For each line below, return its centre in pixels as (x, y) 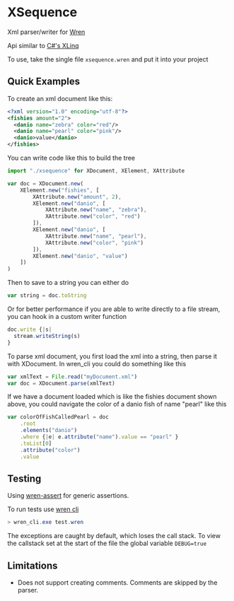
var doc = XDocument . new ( (45, 183)
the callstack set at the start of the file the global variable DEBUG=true (107, 543)
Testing (24, 478)
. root (28, 424)
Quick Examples (44, 82)
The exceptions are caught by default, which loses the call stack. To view (114, 536)
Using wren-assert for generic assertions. (68, 496)
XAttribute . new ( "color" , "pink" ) (94, 243)
